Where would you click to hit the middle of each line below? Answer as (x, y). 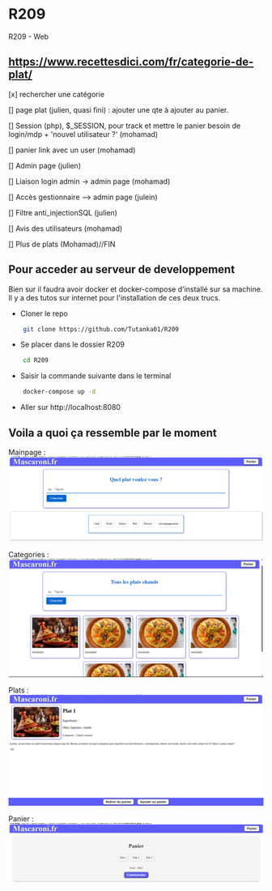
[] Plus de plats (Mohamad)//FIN (62, 244)
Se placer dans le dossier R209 (72, 344)
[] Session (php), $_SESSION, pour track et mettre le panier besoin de (125, 126)
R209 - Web (29, 36)
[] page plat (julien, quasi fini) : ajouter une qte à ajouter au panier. (119, 109)
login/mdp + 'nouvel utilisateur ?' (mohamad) (83, 134)
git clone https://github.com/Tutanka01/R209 (101, 329)
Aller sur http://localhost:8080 (70, 407)
